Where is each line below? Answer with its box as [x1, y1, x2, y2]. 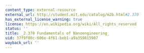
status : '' [5, 26, 28, 31]
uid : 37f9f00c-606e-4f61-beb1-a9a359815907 [5, 36, 99, 41]
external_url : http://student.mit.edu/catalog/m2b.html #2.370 [5, 12, 139, 17]
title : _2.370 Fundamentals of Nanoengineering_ [5, 31, 110, 36]
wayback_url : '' [5, 40, 39, 45]
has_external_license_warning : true [5, 17, 82, 22]
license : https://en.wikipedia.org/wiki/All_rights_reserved [5, 21, 137, 27]
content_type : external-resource [5, 7, 76, 13]
